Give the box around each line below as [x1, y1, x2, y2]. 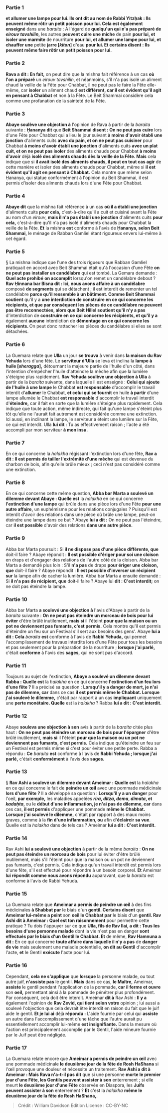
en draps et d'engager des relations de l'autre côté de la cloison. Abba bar [5, 556, 159, 562]
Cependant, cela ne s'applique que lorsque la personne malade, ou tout [5, 973, 155, 979]
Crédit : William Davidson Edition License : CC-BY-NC [17, 1102, 129, 1108]
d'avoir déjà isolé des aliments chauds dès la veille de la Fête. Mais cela [5, 153, 157, 159]
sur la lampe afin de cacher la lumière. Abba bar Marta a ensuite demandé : [5, 572, 161, 578]
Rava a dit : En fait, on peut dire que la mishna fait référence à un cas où [5, 71, 155, 77]
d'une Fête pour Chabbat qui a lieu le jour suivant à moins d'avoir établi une [5, 132, 163, 138]
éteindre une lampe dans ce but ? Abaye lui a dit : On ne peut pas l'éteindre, [5, 517, 162, 523]
